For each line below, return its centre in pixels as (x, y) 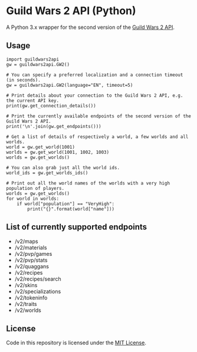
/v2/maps (26, 241)
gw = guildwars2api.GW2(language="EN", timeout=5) (70, 85)
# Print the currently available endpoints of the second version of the (99, 116)
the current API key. (33, 101)
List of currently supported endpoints (77, 227)
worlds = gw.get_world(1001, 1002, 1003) (58, 152)
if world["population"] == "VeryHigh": (66, 204)
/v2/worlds (28, 310)
